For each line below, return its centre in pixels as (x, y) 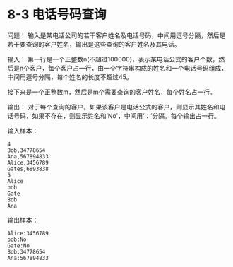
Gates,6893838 (28, 169)
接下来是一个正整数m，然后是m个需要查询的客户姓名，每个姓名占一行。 (112, 92)
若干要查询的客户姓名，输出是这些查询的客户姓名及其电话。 (94, 44)
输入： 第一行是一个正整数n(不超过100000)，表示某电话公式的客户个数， (113, 59)
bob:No (17, 239)
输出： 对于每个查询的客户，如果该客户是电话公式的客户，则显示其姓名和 (113, 107)
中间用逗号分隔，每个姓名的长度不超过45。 (70, 77)
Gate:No (19, 245)
